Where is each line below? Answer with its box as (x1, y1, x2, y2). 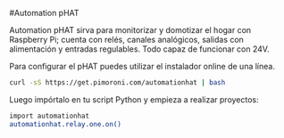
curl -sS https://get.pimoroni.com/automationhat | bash (9, 78, 226, 87)
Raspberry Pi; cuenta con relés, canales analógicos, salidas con (9, 35, 244, 45)
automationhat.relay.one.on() (9, 119, 122, 128)
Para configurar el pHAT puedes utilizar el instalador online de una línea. (9, 61, 275, 71)
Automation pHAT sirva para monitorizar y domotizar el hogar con (9, 25, 252, 35)
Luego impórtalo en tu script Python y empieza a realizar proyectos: (9, 93, 259, 105)
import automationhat (9, 111, 90, 120)
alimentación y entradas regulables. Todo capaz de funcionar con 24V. (9, 44, 270, 54)
